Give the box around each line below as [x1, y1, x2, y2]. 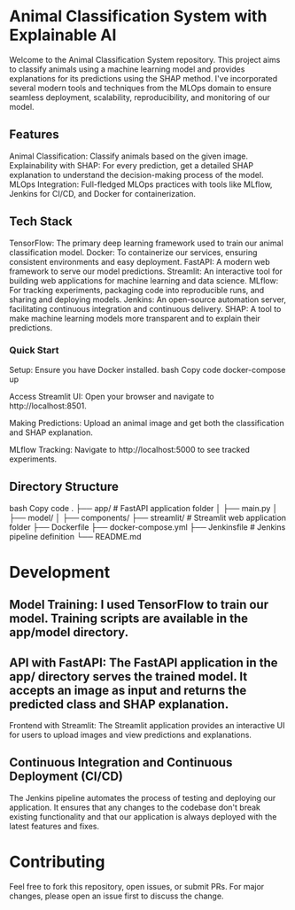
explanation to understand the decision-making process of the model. [9, 169, 264, 180]
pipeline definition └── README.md [9, 531, 142, 541]
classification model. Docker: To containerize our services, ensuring [9, 246, 258, 258]
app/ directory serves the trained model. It [9, 669, 248, 684]
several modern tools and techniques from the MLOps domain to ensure [9, 82, 272, 93]
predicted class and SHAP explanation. [9, 696, 229, 712]
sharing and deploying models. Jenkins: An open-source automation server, [9, 294, 286, 305]
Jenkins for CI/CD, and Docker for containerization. [9, 188, 197, 198]
